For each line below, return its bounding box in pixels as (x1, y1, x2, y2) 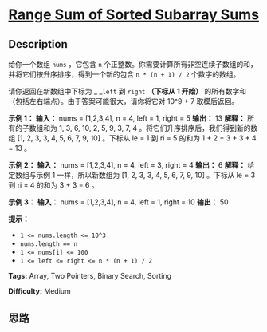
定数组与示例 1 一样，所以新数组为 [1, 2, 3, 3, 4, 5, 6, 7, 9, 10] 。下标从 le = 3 (8, 170, 256, 180)
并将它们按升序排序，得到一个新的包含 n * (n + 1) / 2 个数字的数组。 (8, 69, 241, 79)
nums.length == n (19, 240, 78, 248)
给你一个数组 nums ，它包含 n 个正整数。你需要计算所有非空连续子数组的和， (8, 60, 257, 69)
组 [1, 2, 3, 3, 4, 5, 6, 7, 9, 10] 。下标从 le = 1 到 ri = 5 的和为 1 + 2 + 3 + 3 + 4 (8, 133, 257, 143)
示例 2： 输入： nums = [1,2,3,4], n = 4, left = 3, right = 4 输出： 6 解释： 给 (8, 160, 255, 169)
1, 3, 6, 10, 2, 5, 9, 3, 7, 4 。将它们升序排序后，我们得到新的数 (58, 124, 258, 132)
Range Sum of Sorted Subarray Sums (8, 6, 260, 24)
